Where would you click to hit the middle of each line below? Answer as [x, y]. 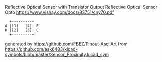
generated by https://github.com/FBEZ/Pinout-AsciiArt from [67, 44]
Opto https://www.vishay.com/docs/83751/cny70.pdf [60, 12]
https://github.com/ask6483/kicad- [42, 49]
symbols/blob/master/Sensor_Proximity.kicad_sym [57, 54]
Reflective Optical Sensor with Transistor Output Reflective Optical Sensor [81, 7]
